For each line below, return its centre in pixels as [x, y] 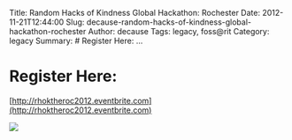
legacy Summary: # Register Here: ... [76, 41]
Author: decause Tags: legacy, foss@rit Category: [179, 31]
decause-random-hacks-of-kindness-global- [169, 22]
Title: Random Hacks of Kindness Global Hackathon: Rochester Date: [135, 13]
